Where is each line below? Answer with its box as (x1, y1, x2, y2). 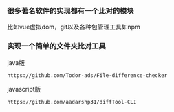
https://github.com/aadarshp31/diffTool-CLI (7, 98, 137, 105)
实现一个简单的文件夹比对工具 (7, 42, 107, 51)
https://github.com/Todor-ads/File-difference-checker (7, 72, 168, 79)
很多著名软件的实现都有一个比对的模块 (7, 5, 134, 15)
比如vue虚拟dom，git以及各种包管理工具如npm (7, 23, 141, 31)
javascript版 (7, 85, 41, 93)
